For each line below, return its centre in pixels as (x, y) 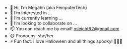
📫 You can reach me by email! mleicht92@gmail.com (64, 29)
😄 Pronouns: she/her (32, 36)
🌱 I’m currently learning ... (36, 18)
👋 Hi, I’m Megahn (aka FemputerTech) (48, 8)
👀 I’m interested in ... (31, 13)
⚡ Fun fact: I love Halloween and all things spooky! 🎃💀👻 (66, 41)
